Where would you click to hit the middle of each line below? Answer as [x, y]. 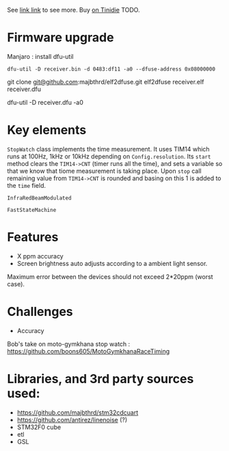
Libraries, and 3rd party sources [100, 379]
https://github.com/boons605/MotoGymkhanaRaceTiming [89, 351]
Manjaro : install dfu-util [40, 56]
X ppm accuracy [40, 256]
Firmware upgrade [60, 38]
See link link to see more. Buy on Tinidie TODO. [73, 10]
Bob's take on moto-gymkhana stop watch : [69, 344]
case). [16, 284]
